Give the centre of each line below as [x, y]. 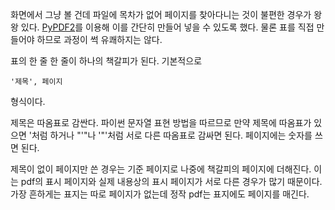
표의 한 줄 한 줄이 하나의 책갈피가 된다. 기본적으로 [106, 61]
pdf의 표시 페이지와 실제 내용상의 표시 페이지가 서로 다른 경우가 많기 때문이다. [171, 181]
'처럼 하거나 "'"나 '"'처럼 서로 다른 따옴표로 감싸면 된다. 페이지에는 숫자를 [170, 135]
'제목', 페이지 [36, 82]
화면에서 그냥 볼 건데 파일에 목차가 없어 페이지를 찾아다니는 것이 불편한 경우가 [161, 14]
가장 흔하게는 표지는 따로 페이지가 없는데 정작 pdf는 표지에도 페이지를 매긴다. [160, 194]
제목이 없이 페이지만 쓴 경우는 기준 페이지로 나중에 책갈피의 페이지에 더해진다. [161, 169]
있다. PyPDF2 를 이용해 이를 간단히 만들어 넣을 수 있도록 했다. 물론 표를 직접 [167, 27]
